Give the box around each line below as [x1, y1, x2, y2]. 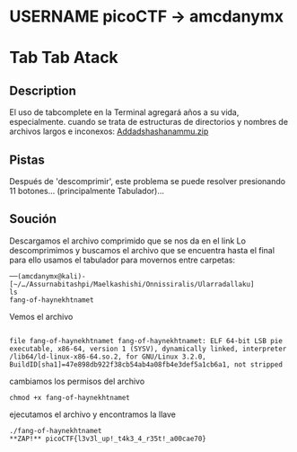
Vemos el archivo [9, 311, 74, 322]
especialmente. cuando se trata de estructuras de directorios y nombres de [9, 117, 289, 128]
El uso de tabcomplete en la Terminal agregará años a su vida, [9, 107, 240, 118]
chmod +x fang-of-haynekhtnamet [9, 393, 130, 402]
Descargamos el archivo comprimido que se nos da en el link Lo [9, 235, 247, 246]
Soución [9, 211, 57, 226]
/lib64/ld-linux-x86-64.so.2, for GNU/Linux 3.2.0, [9, 352, 206, 361]
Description [9, 83, 76, 98]
